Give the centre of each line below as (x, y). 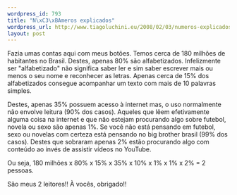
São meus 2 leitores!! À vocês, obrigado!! (67, 184)
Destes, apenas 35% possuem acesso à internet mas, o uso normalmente (115, 105)
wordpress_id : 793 (34, 14)
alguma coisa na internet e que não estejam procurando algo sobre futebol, (117, 120)
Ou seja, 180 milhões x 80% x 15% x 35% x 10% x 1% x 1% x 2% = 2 (107, 163)
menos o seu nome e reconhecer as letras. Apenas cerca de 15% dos (108, 76)
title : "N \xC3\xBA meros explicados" (61, 20)
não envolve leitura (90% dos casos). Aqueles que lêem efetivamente (109, 112)
